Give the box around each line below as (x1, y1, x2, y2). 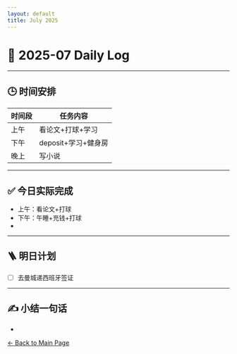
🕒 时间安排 (7, 85, 56, 97)
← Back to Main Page (7, 339, 70, 347)
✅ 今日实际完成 (7, 184, 73, 197)
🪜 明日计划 (7, 251, 56, 263)
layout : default (7, 10, 55, 18)
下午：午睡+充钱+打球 (17, 214, 83, 222)
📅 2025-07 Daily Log (7, 47, 130, 63)
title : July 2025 (7, 17, 59, 24)
